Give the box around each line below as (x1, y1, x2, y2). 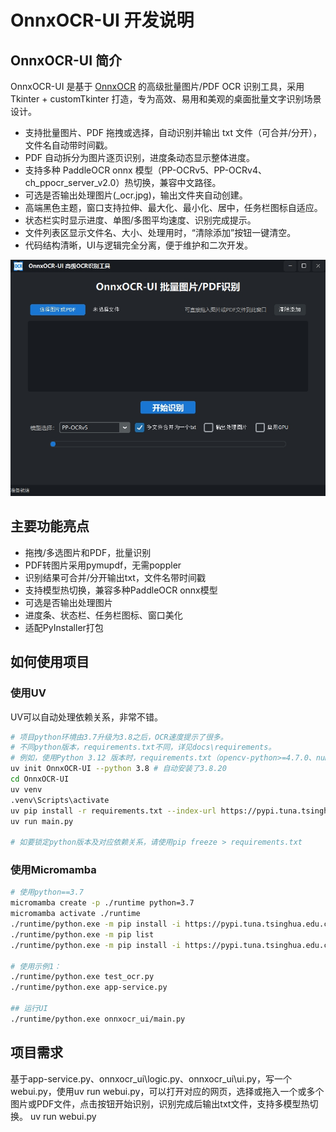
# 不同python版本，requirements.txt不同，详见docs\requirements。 (10, 742, 277, 753)
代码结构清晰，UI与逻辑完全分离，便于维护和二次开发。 (24, 239, 253, 251)
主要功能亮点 (10, 518, 90, 535)
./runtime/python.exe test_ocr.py (10, 972, 155, 982)
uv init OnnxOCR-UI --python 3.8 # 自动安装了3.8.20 (10, 764, 227, 774)
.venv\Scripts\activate (10, 795, 110, 805)
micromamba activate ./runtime (10, 909, 141, 919)
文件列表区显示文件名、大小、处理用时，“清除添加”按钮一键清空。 (24, 227, 297, 238)
